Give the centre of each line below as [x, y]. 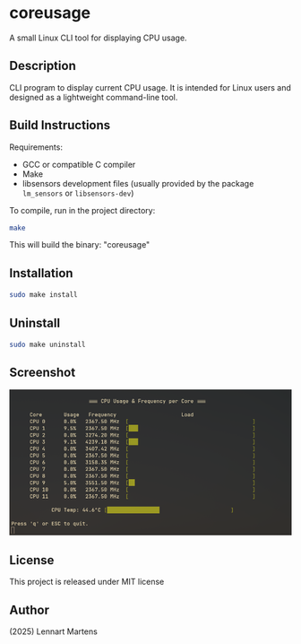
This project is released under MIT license [87, 582]
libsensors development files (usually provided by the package [138, 183]
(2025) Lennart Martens [54, 631]
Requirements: [36, 147]
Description [43, 66]
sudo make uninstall [48, 344]
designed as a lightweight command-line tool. [94, 97]
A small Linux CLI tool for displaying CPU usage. [98, 38]
